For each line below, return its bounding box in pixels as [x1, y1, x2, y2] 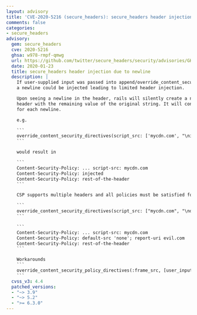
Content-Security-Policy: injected [16, 171, 104, 177]
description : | [11, 74, 49, 80]
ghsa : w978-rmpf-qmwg [11, 52, 64, 58]
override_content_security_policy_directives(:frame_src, [16, 267, 161, 273]
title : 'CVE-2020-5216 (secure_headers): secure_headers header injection [6, 14, 193, 20]
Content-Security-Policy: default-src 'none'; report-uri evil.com [16, 235, 185, 241]
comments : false [6, 19, 46, 25]
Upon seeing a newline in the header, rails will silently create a [16, 96, 188, 101]
